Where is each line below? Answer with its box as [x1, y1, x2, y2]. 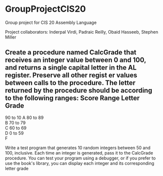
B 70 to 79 [5, 119, 26, 125]
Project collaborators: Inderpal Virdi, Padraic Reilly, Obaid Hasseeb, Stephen [5, 29, 159, 35]
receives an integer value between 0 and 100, [5, 56, 146, 64]
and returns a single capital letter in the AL [5, 63, 137, 72]
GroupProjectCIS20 [5, 3, 86, 15]
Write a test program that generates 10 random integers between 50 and [5, 145, 151, 151]
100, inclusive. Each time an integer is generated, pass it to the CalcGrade [5, 150, 153, 156]
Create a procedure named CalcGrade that [5, 48, 137, 57]
